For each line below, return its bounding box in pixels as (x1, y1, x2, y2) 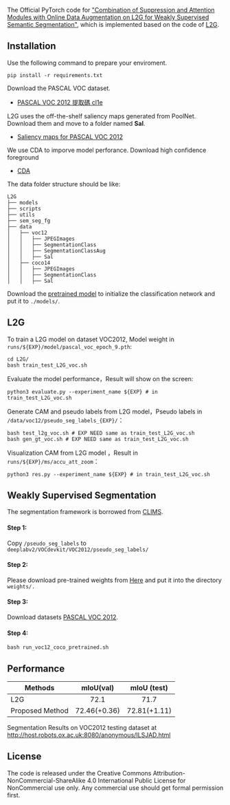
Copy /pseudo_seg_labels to (7, 539, 87, 547)
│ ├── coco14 (7, 259, 51, 266)
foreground (7, 153, 39, 161)
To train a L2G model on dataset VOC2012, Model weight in (7, 335, 175, 343)
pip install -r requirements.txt (7, 72, 103, 78)
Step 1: (7, 524, 27, 532)
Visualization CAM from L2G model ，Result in (7, 449, 139, 457)
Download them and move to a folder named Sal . (7, 119, 146, 127)
